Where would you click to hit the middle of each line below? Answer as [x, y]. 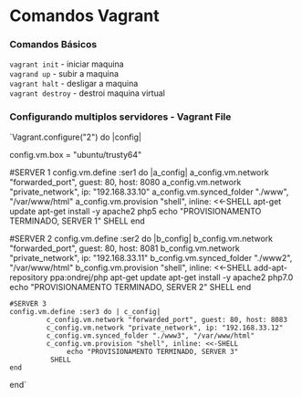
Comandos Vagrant [84, 16]
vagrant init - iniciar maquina [67, 64]
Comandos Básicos [53, 45]
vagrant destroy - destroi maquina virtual [88, 93]
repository [29, 277]
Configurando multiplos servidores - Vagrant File [120, 117]
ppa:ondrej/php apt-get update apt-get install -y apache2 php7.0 [172, 277]
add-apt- [271, 267]
